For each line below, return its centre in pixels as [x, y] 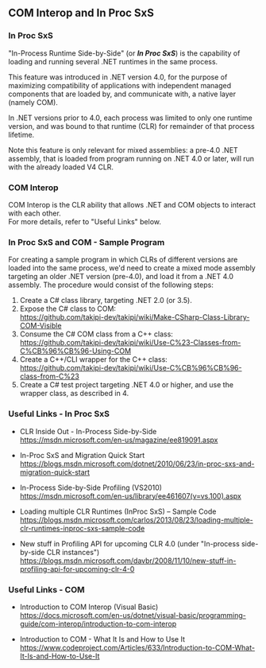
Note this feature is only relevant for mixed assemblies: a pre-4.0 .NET [123, 150]
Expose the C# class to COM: [68, 309]
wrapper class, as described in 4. [74, 394]
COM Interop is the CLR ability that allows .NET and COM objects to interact [132, 204]
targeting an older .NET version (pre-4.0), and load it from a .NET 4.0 [121, 277]
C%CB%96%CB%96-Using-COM [75, 351]
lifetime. [21, 134]
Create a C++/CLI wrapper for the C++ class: [94, 359]
